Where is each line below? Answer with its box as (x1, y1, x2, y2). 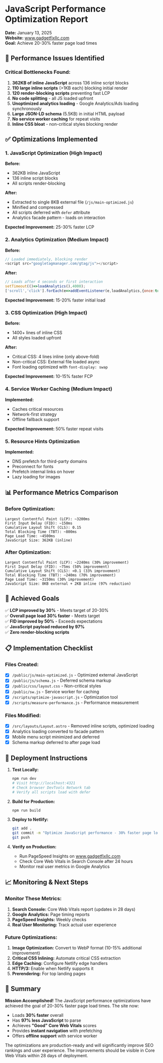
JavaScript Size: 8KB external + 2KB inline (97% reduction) (5, 581, 131, 586)
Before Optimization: (5, 506, 55, 512)
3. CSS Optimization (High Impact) (5, 309, 88, 316)
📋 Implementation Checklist (5, 644, 93, 653)
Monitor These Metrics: (5, 895, 62, 902)
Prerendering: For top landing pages (12, 971, 86, 977)
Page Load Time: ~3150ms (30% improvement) (5, 577, 95, 582)
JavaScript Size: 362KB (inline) (5, 538, 73, 542)
